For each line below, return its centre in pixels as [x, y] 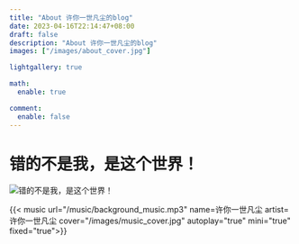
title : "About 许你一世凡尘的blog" [71, 18]
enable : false [44, 117]
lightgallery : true [46, 68]
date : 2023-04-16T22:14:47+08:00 [72, 26]
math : [19, 84]
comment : [26, 108]
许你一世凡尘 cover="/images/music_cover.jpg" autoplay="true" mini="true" [150, 221]
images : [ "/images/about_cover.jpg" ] [80, 51]
